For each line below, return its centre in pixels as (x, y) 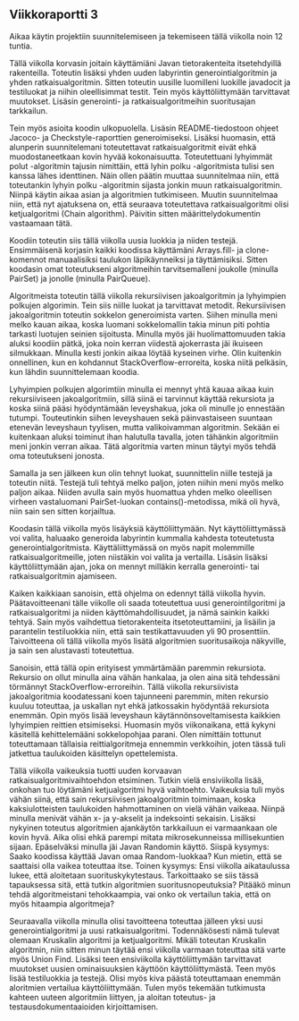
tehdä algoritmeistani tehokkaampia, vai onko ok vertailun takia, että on (140, 894)
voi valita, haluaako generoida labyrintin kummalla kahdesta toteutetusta (142, 538)
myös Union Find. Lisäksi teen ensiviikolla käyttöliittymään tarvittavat (135, 959)
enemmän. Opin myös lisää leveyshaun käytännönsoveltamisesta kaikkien (145, 715)
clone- (257, 250)
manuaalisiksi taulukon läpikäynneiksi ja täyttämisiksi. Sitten (158, 260)
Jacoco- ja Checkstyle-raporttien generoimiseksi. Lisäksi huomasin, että (143, 137)
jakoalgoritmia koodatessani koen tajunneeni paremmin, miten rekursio (139, 696)
